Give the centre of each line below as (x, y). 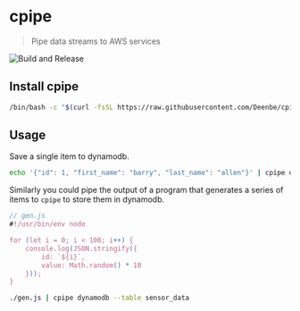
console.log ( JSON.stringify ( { (82, 248)
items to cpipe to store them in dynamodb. (87, 199)
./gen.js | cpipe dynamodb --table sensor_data (100, 298)
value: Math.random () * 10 (92, 265)
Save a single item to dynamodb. (69, 156)
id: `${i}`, (64, 256)
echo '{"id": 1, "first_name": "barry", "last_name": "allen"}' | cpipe (147, 173)
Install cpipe (44, 87)
